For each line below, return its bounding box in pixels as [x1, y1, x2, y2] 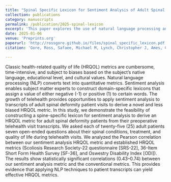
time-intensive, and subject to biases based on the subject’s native [5, 69, 145, 75]
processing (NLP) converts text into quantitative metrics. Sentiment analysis [5, 80, 164, 86]
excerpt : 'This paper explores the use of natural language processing [5, 26, 160, 32]
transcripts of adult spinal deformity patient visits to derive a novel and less [5, 101, 163, 107]
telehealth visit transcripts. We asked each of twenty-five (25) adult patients [5, 123, 165, 129]
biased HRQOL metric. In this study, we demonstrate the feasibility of [5, 107, 150, 113]
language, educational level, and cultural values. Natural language [5, 74, 144, 80]
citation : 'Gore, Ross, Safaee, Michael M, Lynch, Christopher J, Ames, [5, 45, 163, 50]
